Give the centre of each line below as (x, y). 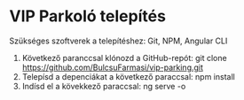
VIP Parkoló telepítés (88, 16)
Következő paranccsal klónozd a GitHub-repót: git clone (125, 58)
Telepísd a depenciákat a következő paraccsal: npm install (128, 76)
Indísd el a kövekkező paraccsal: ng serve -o (104, 86)
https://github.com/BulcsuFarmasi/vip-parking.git (113, 67)
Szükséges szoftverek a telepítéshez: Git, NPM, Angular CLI (118, 41)
